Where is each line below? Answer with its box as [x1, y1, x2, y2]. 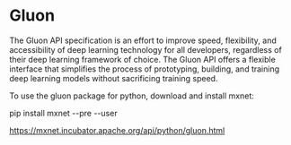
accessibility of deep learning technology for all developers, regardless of [9, 44, 283, 55]
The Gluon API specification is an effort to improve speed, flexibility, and [9, 35, 277, 46]
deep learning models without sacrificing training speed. [9, 72, 218, 83]
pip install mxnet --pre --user [9, 107, 119, 118]
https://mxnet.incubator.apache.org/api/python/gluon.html [9, 124, 225, 135]
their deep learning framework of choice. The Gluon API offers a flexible [9, 54, 276, 64]
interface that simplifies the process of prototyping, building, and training [9, 64, 280, 74]
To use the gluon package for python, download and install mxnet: [9, 90, 254, 101]
